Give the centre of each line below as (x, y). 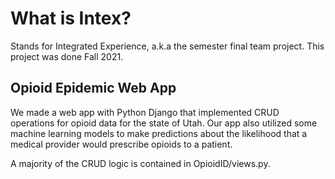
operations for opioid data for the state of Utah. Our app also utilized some (164, 123)
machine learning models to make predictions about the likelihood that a (159, 133)
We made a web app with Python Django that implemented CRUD (145, 112)
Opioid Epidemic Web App (93, 88)
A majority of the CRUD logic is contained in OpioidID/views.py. (140, 163)
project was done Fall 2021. (67, 56)
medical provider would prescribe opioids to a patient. (121, 144)
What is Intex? (71, 18)
